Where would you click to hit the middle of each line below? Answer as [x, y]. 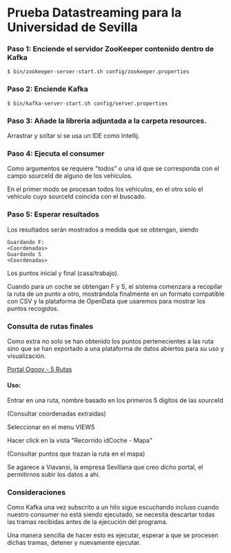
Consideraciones [37, 492]
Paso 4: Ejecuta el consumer [56, 153]
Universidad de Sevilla [72, 27]
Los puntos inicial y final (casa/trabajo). [63, 273]
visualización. [27, 356]
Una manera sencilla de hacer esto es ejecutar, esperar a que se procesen [113, 535]
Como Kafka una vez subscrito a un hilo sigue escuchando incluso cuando [113, 507]
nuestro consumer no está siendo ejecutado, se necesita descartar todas [111, 514]
